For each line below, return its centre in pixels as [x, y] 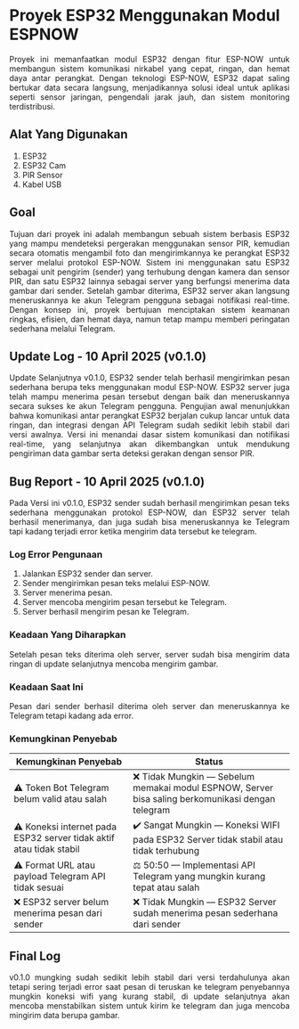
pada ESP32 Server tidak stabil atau [208, 840]
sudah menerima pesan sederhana [206, 913]
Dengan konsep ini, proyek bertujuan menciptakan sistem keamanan [149, 309]
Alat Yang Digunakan [69, 135]
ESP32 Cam [44, 165]
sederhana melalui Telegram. [62, 328]
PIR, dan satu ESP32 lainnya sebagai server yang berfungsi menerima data [149, 281]
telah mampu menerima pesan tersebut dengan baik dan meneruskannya [149, 396]
